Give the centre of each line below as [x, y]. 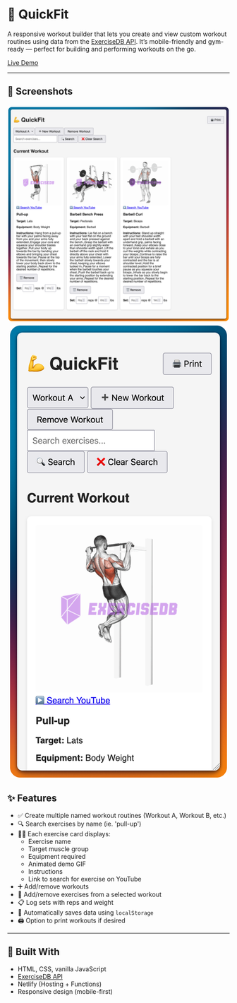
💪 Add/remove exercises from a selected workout [90, 894]
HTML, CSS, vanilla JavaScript [62, 969]
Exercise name [49, 841]
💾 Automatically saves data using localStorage [85, 912]
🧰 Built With [34, 952]
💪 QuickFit [38, 14]
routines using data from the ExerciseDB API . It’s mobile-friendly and [107, 41]
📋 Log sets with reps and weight [66, 902]
